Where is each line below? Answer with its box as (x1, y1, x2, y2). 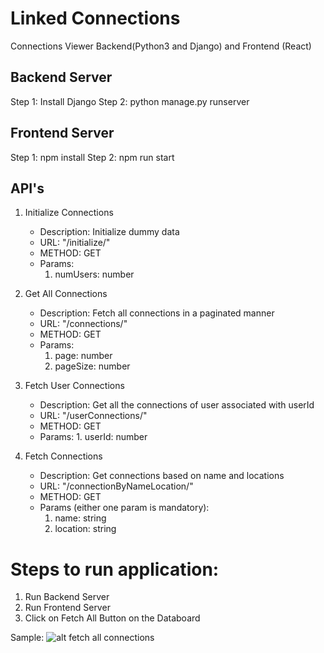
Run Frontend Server (24, 602, 111, 614)
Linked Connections (10, 7, 181, 30)
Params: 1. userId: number (39, 431, 148, 443)
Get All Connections (24, 288, 108, 300)
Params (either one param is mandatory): (39, 502, 210, 514)
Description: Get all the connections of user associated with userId (39, 399, 315, 411)
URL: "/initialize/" (39, 237, 111, 249)
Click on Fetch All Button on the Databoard (24, 612, 201, 624)
